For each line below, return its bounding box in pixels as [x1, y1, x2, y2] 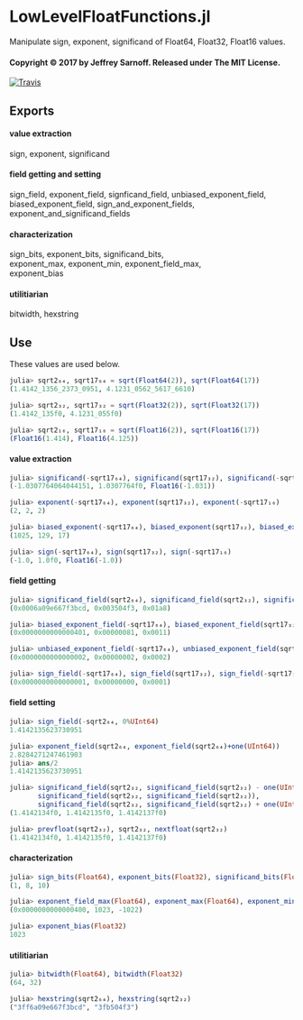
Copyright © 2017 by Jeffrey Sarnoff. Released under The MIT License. [9, 57, 281, 68]
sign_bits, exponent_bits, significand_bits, [9, 249, 164, 260]
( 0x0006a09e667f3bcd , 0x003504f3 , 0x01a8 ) [9, 603, 171, 612]
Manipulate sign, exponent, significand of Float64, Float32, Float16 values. [9, 36, 286, 47]
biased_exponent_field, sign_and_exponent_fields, [9, 198, 196, 209]
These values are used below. [9, 359, 120, 370]
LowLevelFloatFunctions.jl [9, 6, 211, 27]
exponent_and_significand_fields [9, 207, 131, 218]
